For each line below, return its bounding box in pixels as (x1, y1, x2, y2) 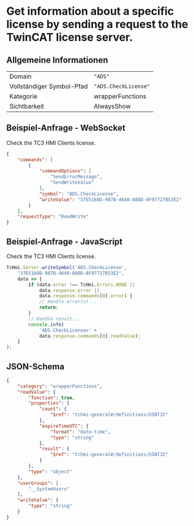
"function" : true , (28, 394, 75, 401)
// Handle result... (28, 316, 81, 322)
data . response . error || (39, 287, 100, 294)
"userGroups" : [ (17, 480, 59, 486)
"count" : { (39, 406, 67, 412)
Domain (9, 72, 32, 80)
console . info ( (28, 321, 64, 327)
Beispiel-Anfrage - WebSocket (6, 123, 125, 133)
